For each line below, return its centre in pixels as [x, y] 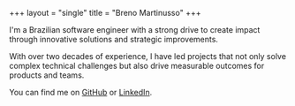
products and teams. [47, 75]
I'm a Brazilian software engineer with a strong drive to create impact [135, 30]
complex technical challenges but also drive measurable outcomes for [137, 66]
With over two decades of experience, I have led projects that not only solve [148, 56]
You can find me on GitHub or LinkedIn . [81, 92]
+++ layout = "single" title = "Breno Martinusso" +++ [105, 13]
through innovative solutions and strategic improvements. [114, 39]
